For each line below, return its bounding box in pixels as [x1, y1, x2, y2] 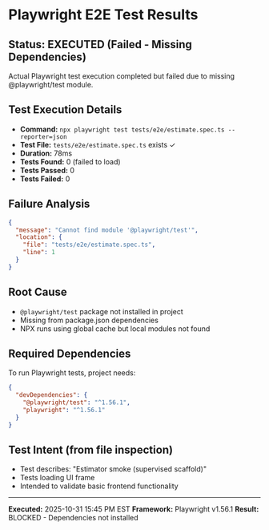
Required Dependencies [8, 346, 131, 360]
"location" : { [15, 233, 62, 241]
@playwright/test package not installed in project [19, 306, 184, 316]
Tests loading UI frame [19, 473, 95, 483]
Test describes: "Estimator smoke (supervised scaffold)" [19, 464, 207, 474]
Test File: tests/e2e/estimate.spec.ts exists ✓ [19, 140, 176, 149]
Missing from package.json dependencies [19, 315, 159, 325]
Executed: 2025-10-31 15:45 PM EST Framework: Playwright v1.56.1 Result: [8, 504, 259, 514]
